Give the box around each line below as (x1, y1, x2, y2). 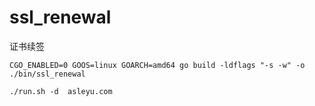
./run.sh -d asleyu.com (9, 86, 113, 96)
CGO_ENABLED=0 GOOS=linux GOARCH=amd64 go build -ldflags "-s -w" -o (9, 60, 306, 70)
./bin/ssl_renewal (9, 69, 86, 79)
